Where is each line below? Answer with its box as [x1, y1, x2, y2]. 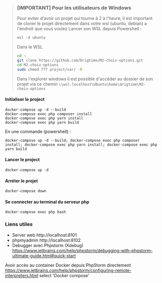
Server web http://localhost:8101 [12, 232, 77, 238]
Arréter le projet [5, 178, 38, 184]
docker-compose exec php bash [5, 209, 66, 215]
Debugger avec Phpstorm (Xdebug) [12, 242, 84, 248]
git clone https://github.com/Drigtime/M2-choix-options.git [16, 58, 144, 63]
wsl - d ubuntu [16, 35, 46, 40]
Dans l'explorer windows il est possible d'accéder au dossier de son [16, 75, 153, 82]
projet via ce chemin [16, 81, 58, 87]
